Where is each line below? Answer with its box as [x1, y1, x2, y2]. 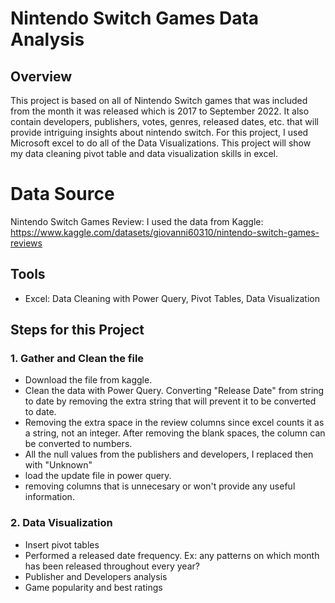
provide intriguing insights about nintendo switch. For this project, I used [10, 127, 309, 138]
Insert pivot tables [24, 538, 100, 551]
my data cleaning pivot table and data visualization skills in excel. [10, 148, 278, 159]
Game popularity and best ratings [24, 581, 163, 593]
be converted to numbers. [24, 438, 133, 450]
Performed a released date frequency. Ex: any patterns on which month [24, 549, 320, 561]
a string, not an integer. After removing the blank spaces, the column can [24, 427, 326, 439]
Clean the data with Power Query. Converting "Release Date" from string [24, 385, 325, 397]
